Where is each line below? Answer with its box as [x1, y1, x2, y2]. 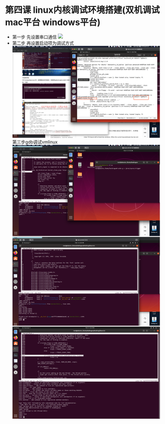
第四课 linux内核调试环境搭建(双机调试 [5, 4, 160, 16]
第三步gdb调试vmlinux [12, 139, 58, 145]
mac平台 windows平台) [5, 17, 101, 28]
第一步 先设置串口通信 [12, 34, 57, 40]
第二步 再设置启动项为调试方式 [12, 40, 74, 46]
